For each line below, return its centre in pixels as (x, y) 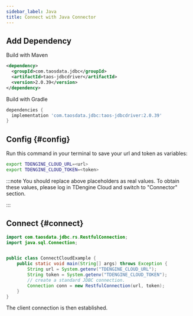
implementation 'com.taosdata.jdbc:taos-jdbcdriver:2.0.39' (87, 116)
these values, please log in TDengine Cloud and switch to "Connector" (92, 187)
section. (16, 193)
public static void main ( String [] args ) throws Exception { (92, 264)
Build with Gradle (27, 99)
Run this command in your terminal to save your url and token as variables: (97, 153)
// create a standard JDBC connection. (76, 280)
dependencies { (25, 110)
